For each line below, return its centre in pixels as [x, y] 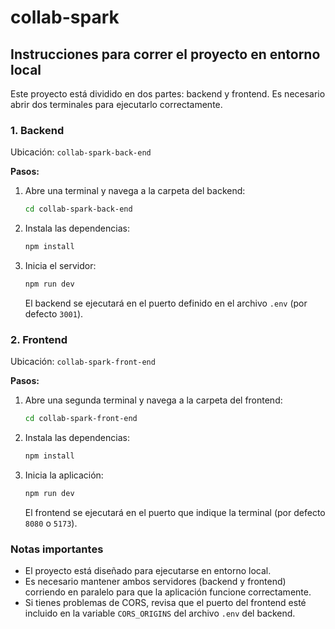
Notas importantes [57, 549]
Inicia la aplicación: [64, 475]
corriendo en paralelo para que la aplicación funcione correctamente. [168, 592]
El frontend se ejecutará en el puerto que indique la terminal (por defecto [175, 512]
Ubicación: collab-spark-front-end [83, 362]
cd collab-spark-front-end [81, 419]
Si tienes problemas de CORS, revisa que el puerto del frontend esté [165, 603]
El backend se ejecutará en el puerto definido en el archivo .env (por [166, 303]
